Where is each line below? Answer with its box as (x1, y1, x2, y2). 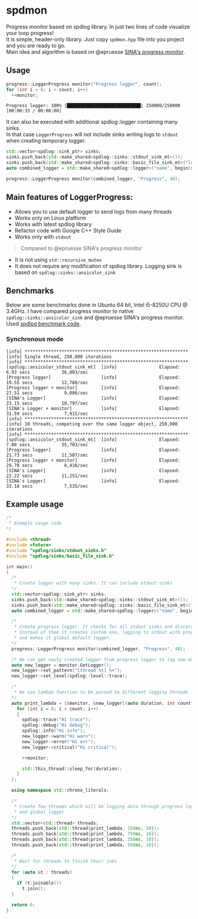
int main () (6, 563, 33, 570)
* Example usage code (8, 520, 62, 527)
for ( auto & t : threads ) (11, 869, 72, 875)
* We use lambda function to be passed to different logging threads (14, 689, 189, 695)
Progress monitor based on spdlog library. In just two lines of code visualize (6, 23, 190, 30)
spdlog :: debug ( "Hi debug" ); (21, 723, 91, 728)
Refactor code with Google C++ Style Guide (14, 227, 122, 234)
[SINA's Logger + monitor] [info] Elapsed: (6, 405, 181, 411)
